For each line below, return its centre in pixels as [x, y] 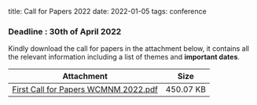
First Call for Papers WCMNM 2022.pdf [85, 89]
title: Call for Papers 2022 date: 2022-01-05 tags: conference [107, 11]
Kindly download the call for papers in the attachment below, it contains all [129, 49]
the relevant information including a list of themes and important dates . [124, 57]
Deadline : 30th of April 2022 [65, 31]
